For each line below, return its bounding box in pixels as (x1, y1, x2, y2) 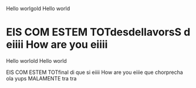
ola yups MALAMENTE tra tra (6, 75, 77, 82)
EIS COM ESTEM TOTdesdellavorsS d (6, 26, 191, 39)
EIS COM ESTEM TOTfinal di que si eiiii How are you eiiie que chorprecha (6, 69, 183, 76)
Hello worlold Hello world (6, 57, 67, 64)
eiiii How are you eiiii (6, 38, 108, 52)
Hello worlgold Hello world (6, 5, 70, 12)
